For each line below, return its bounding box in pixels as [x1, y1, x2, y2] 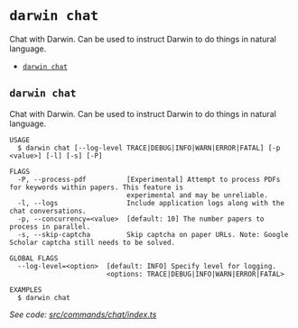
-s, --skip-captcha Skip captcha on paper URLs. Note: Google [17, 230, 289, 239]
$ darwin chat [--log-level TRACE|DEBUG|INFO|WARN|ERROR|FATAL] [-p [17, 143, 281, 152]
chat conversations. [9, 206, 88, 215]
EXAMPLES [9, 285, 42, 295]
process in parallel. [9, 222, 91, 232]
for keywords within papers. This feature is [9, 183, 183, 192]
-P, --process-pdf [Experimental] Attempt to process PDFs [17, 175, 281, 184]
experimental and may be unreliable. [126, 190, 269, 200]
